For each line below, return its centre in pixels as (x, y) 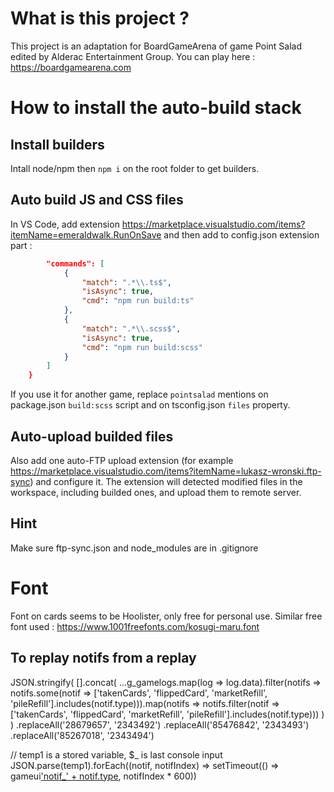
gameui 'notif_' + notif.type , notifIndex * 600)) (103, 776)
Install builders (57, 144)
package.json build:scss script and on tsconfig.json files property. (150, 405)
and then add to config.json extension (241, 234)
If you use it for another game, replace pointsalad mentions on (139, 394)
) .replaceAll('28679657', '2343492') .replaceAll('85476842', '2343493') (160, 724)
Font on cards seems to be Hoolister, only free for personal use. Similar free (166, 616)
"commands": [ (75, 263)
